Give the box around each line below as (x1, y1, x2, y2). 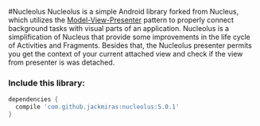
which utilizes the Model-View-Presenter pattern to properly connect (8, 15, 235, 25)
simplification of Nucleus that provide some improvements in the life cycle (8, 32, 250, 41)
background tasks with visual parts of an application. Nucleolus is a (8, 24, 229, 33)
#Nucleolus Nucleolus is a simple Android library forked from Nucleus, (8, 7, 239, 16)
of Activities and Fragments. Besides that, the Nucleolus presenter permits (8, 41, 252, 50)
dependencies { (8, 96, 59, 104)
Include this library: (8, 77, 85, 89)
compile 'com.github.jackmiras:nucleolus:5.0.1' (15, 103, 180, 111)
